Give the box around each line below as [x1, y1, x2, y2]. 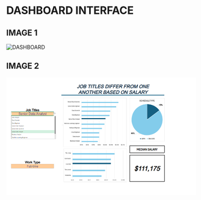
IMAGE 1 [6, 28, 38, 38]
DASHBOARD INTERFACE [6, 4, 134, 17]
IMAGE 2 [6, 61, 39, 71]
